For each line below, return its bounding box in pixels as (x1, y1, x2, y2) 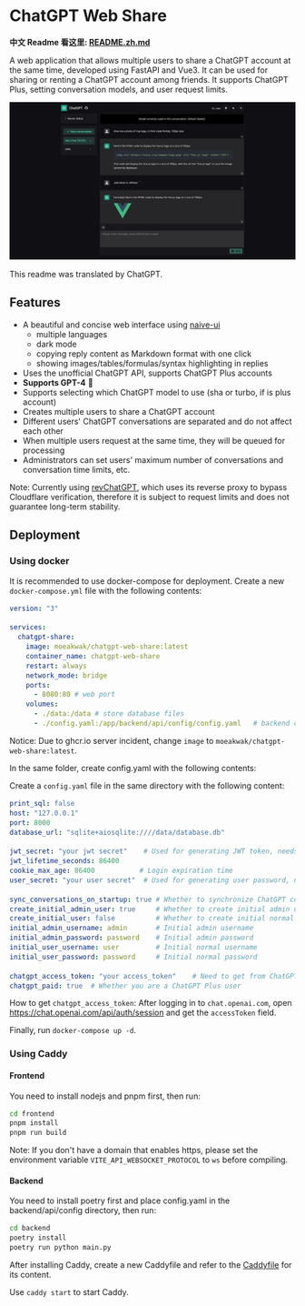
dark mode (35, 338, 77, 349)
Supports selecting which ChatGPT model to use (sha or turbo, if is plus (22, 387, 291, 397)
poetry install (9, 1233, 67, 1242)
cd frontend (9, 1109, 54, 1119)
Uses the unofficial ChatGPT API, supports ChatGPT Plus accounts (22, 367, 272, 378)
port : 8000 (9, 818, 51, 828)
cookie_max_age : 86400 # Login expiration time (9, 866, 233, 876)
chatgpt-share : (17, 633, 75, 642)
